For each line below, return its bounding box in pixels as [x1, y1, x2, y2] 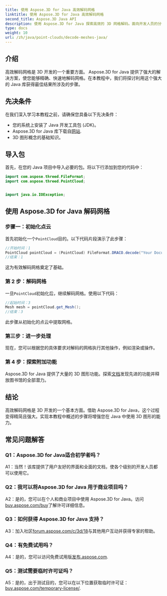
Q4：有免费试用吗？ [5, 541, 54, 548]
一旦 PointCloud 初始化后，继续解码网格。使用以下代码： [5, 290, 119, 296]
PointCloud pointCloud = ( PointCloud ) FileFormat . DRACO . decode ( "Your [5, 250, 153, 255]
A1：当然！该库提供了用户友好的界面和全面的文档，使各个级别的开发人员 [5, 464, 154, 470]
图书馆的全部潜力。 [9, 377, 49, 383]
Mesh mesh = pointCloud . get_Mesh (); [5, 305, 81, 310]
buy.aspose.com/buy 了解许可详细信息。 [5, 502, 88, 508]
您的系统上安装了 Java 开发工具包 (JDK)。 [12, 122, 99, 128]
